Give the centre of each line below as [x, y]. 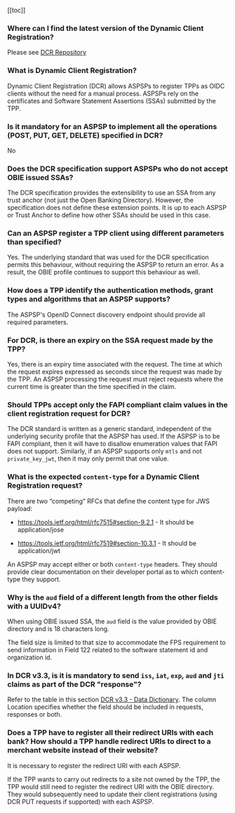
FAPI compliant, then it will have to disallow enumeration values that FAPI [112, 444]
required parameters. [38, 322]
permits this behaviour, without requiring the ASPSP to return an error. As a [116, 265]
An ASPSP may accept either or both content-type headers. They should [112, 564]
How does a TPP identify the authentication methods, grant [110, 291]
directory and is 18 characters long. [59, 628]
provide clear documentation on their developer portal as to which [103, 571]
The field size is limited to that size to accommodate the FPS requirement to [116, 642]
